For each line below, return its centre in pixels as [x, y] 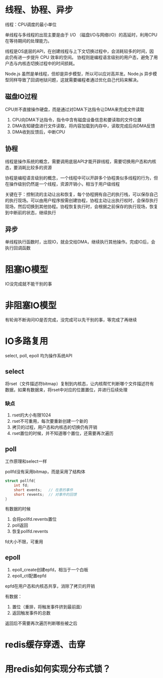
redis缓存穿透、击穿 [45, 645]
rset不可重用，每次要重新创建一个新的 [50, 421]
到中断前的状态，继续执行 [31, 212]
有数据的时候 [18, 509]
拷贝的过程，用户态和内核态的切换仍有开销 [55, 427]
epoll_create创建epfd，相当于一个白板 [50, 570]
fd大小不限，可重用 [24, 542]
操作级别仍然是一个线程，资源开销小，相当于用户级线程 [64, 184]
